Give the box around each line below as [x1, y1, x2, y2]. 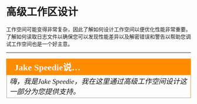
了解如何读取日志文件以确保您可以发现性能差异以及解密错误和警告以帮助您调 [6, 33, 191, 40]
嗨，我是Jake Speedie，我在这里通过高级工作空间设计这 [9, 77, 187, 85]
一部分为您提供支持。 [9, 87, 80, 96]
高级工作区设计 [6, 5, 79, 19]
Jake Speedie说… [14, 62, 81, 72]
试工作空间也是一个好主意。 [6, 40, 73, 47]
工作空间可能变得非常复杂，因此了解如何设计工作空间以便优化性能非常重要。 [6, 26, 191, 33]
